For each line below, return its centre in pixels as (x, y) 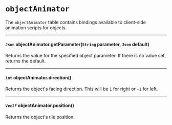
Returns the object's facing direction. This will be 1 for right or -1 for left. (82, 89)
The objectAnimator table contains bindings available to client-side (76, 22)
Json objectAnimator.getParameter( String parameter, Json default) (77, 44)
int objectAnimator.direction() (38, 77)
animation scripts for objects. (36, 28)
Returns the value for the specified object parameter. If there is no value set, (86, 56)
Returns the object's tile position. (40, 117)
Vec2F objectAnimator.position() (40, 105)
